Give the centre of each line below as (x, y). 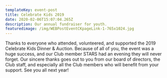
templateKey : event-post (31, 10)
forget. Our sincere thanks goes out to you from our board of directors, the (83, 59)
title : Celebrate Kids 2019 (35, 15)
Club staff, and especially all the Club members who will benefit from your (82, 65)
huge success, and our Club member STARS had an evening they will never (83, 54)
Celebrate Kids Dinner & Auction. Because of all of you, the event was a (79, 49)
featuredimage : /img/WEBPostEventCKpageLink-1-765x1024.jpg (70, 29)
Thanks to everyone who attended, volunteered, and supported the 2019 (80, 43)
